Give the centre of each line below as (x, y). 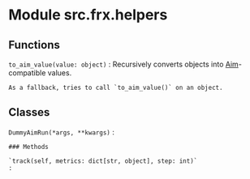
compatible (27, 73)
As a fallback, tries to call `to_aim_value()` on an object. (116, 87)
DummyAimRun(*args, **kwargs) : (62, 132)
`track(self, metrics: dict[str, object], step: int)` (103, 161)
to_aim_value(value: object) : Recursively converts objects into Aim (124, 64)
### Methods (28, 147)
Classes (29, 112)
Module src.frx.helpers (88, 15)
